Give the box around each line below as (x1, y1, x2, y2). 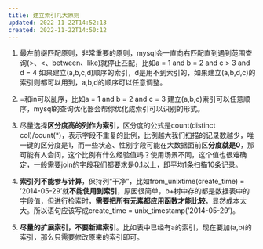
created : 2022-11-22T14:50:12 (8, 26, 108, 34)
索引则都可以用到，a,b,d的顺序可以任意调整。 (19, 78, 167, 87)
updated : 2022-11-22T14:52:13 (8, 19, 108, 27)
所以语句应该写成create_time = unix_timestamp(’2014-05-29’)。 (33, 206, 240, 215)
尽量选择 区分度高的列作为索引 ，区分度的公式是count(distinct (19, 121, 216, 130)
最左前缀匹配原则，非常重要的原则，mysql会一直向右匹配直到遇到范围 (19, 49, 246, 58)
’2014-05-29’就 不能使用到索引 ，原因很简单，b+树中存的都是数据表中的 (19, 186, 250, 196)
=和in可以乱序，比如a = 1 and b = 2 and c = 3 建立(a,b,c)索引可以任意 (19, 95, 244, 104)
